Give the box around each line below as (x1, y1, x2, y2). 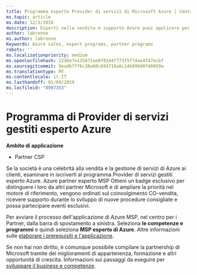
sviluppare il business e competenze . (6, 262, 96, 269)
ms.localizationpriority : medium (6, 52, 88, 58)
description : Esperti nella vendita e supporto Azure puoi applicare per (6, 25, 191, 31)
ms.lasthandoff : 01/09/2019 (6, 80, 75, 86)
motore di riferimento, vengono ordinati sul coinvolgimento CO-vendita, (6, 189, 179, 196)
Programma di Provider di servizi (6, 110, 169, 124)
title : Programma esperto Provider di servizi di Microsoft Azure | (6, 8, 177, 15)
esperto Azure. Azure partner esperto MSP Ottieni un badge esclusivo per (6, 177, 185, 184)
